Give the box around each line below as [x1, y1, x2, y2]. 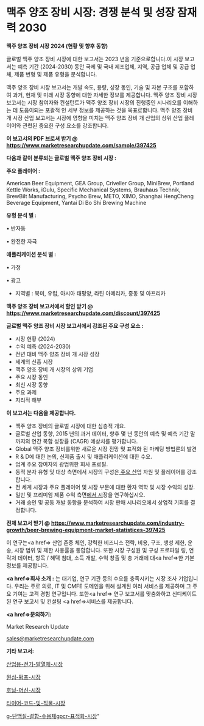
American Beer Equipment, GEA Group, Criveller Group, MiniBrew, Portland [6, 179, 194, 187]
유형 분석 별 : [6, 212, 37, 219]
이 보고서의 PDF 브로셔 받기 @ [6, 135, 78, 142]
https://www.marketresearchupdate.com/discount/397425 [6, 309, 160, 317]
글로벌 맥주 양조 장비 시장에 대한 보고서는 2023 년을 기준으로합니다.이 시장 [6, 55, 184, 62]
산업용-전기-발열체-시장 [6, 660, 63, 667]
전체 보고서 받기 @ [6, 519, 51, 527]
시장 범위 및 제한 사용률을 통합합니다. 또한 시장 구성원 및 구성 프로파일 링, [14, 546, 188, 554]
